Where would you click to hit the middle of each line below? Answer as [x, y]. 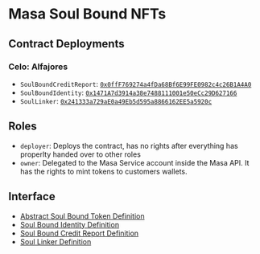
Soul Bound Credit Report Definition [79, 233]
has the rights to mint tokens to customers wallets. [103, 171]
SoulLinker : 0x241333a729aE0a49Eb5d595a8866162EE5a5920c [116, 100]
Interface [32, 197]
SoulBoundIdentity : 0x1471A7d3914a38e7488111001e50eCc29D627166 [128, 92]
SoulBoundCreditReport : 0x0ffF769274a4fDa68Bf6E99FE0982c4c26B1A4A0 [136, 84]
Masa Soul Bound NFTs [87, 14]
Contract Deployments [66, 44]
